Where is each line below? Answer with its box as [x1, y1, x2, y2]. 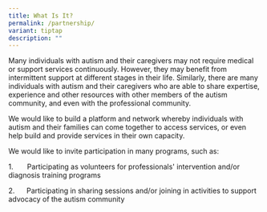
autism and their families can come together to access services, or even [8, 122, 247, 132]
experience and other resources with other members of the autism [8, 90, 229, 100]
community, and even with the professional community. [8, 98, 191, 108]
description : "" [8, 34, 63, 42]
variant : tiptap [8, 26, 63, 34]
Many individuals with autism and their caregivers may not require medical [8, 56, 254, 66]
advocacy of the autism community [8, 194, 125, 204]
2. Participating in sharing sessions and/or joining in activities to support [8, 186, 257, 196]
